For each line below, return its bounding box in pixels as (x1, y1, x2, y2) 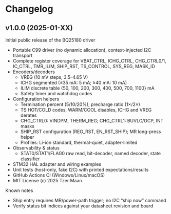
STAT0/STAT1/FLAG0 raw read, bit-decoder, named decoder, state (20, 151, 161, 156)
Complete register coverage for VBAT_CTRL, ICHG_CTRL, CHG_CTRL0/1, (12, 58, 166, 64)
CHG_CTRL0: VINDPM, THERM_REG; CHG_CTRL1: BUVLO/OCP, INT (20, 118, 164, 123)
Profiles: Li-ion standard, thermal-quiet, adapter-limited (20, 139, 138, 145)
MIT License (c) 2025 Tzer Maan (12, 178, 82, 183)
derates (20, 112, 37, 118)
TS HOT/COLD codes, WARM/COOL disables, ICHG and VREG (20, 107, 152, 113)
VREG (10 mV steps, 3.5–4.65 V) (20, 74, 88, 80)
